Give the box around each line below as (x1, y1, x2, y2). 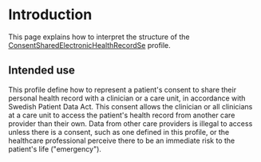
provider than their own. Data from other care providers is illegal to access (8, 118, 253, 128)
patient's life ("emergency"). (8, 144, 102, 153)
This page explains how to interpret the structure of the (8, 32, 190, 41)
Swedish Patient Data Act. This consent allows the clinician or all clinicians (8, 101, 253, 111)
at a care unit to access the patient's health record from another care (8, 110, 235, 120)
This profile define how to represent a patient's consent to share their (8, 85, 237, 94)
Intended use (8, 64, 76, 77)
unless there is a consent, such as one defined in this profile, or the (8, 127, 230, 136)
